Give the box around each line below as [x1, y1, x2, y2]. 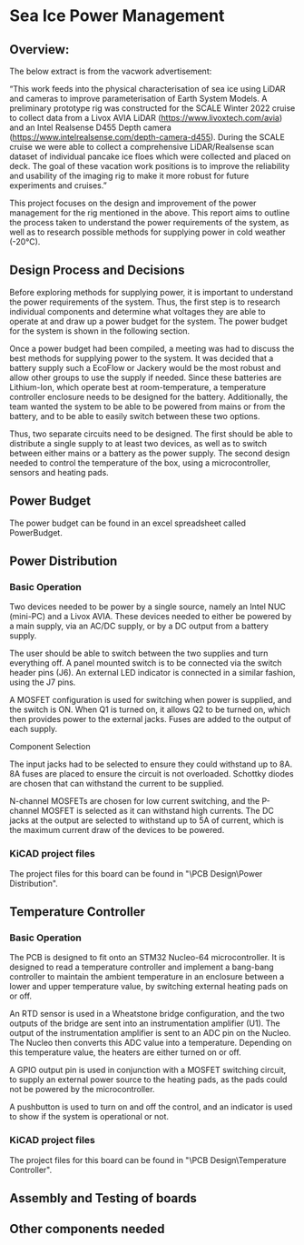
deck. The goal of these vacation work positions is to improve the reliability [9, 161, 290, 171]
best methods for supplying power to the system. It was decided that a [9, 352, 274, 364]
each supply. [9, 724, 57, 735]
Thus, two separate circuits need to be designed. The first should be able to [9, 428, 293, 439]
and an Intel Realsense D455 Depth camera [9, 122, 172, 133]
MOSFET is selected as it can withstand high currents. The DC [41, 806, 275, 817]
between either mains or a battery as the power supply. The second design [9, 447, 290, 458]
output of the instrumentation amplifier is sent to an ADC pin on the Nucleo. [9, 1028, 291, 1039]
